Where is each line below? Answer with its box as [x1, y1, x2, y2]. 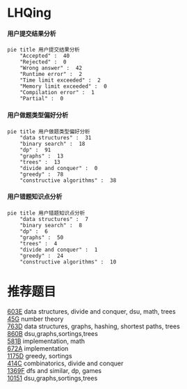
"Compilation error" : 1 [19, 89, 95, 96]
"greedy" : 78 [19, 171, 64, 178]
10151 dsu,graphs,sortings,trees [7, 374, 98, 382]
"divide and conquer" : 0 [19, 165, 98, 171]
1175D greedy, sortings [7, 351, 72, 360]
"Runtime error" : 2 [19, 71, 82, 78]
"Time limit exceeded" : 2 [19, 77, 101, 84]
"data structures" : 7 [19, 215, 89, 222]
